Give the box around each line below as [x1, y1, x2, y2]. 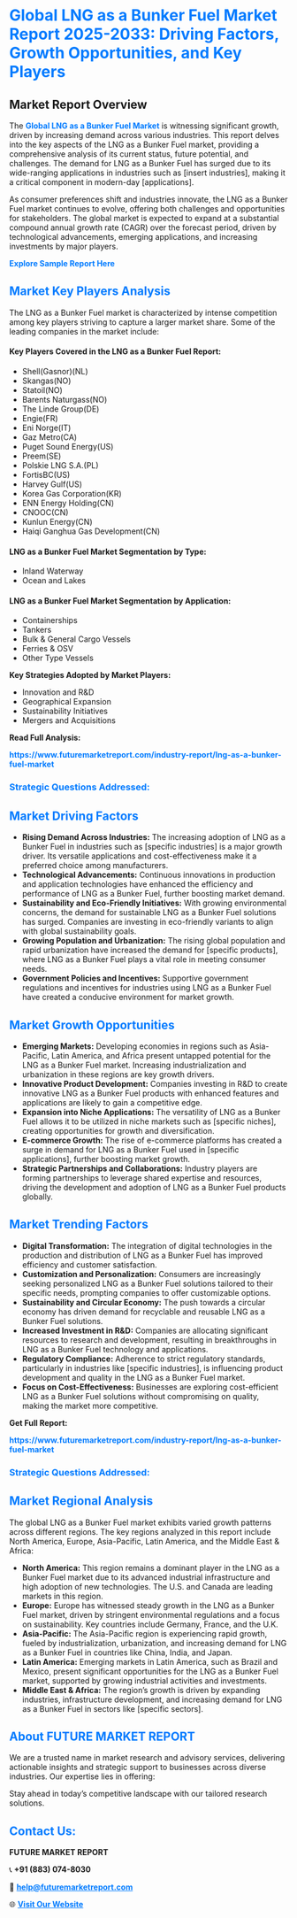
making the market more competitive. [21, 1400, 159, 1411]
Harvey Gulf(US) [21, 479, 82, 489]
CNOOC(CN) [21, 507, 69, 518]
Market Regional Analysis [9, 1493, 154, 1509]
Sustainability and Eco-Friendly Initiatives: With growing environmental [21, 897, 287, 908]
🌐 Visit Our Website [9, 1899, 84, 1910]
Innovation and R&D [21, 687, 95, 697]
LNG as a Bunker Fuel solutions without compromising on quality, [21, 1390, 260, 1401]
